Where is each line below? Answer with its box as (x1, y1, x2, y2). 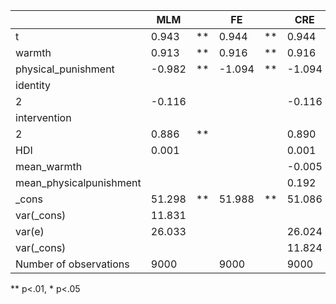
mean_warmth (15, 160, 83, 173)
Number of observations (15, 257, 130, 271)
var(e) (15, 225, 45, 238)
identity (15, 79, 52, 92)
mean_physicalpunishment (15, 176, 142, 189)
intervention (15, 111, 72, 124)
